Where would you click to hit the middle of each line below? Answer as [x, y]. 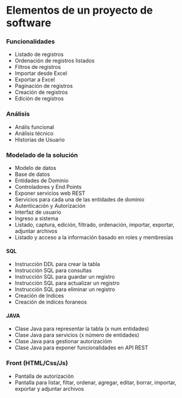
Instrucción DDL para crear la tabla [57, 264]
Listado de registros [39, 55]
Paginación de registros [44, 86]
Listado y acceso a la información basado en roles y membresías [94, 238]
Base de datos [32, 174]
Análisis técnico [34, 133]
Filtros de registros [38, 67]
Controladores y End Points [48, 187]
